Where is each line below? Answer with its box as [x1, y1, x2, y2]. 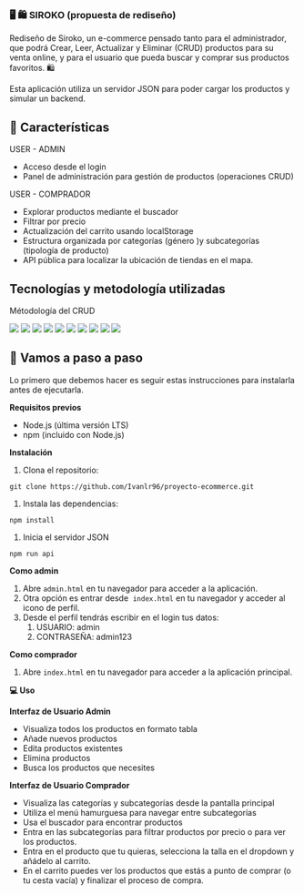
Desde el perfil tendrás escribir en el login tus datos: [22, 612, 219, 623]
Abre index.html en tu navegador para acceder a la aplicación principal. [22, 666, 293, 677]
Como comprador [9, 648, 77, 659]
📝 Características [9, 119, 110, 135]
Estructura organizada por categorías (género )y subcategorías [22, 236, 260, 247]
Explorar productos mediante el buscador [22, 207, 179, 218]
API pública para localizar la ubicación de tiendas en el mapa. [22, 255, 254, 266]
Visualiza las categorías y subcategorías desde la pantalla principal [22, 797, 275, 809]
